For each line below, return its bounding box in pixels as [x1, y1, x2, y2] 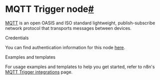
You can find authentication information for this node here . [5, 44, 126, 50]
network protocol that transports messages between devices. [5, 25, 132, 31]
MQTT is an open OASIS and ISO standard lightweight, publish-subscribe [5, 20, 156, 26]
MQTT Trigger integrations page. [5, 69, 73, 75]
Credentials [5, 35, 29, 41]
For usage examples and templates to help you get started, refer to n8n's [5, 64, 155, 70]
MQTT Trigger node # [5, 3, 94, 15]
